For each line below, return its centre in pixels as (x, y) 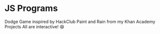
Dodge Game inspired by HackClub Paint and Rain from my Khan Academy (80, 22)
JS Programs (31, 8)
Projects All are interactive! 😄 (34, 26)
